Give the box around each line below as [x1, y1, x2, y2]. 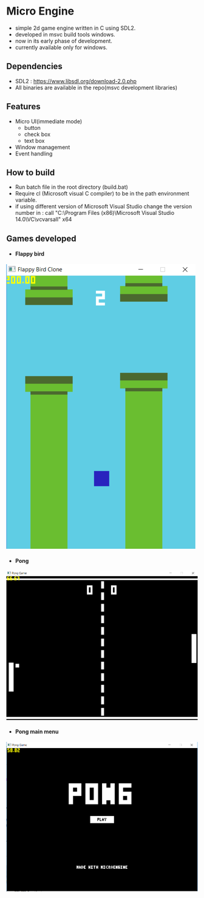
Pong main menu [15, 728, 59, 735]
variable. [15, 196, 38, 204]
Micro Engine [6, 4, 75, 18]
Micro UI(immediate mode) [15, 117, 83, 125]
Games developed [6, 233, 77, 243]
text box [24, 137, 45, 144]
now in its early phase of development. [15, 37, 112, 44]
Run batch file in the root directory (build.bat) [15, 183, 129, 191]
